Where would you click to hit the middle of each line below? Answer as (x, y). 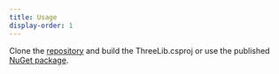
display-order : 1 (41, 26)
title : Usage (33, 17)
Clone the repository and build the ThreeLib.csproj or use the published (139, 50)
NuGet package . (39, 60)
